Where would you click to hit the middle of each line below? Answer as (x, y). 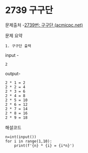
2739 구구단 (29, 10)
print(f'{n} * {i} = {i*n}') (44, 146)
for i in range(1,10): (29, 141)
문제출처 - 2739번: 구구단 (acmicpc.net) (44, 25)
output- (13, 73)
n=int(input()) (21, 137)
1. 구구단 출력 (18, 46)
